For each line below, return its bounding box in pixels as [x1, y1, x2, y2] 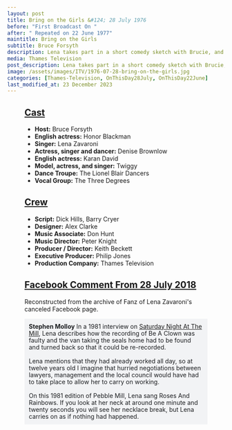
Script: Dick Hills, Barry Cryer [34, 215, 119, 223]
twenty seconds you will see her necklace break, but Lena [28, 405, 195, 413]
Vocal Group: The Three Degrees [34, 177, 130, 185]
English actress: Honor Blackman [34, 132, 131, 141]
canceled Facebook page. [24, 305, 99, 313]
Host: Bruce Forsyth [34, 125, 93, 134]
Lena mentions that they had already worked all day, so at [28, 357, 193, 365]
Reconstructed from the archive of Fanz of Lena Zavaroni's [24, 297, 193, 305]
